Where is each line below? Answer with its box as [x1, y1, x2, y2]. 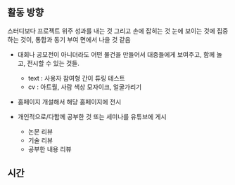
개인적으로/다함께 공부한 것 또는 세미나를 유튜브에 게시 [17, 112, 167, 121]
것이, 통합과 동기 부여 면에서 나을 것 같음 [20, 35, 132, 43]
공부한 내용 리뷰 [27, 144, 72, 153]
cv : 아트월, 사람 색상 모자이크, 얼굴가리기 [27, 83, 142, 91]
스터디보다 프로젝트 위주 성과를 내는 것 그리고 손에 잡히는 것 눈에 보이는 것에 [7, 27, 216, 35]
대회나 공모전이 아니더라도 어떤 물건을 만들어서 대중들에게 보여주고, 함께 [17, 50, 215, 58]
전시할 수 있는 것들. [27, 59, 80, 67]
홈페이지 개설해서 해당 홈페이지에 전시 [17, 97, 122, 106]
